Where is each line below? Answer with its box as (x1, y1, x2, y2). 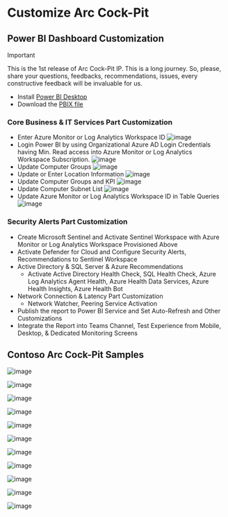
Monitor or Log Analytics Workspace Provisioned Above (17, 240, 178, 248)
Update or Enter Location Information (17, 170, 124, 179)
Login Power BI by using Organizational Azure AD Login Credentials (17, 140, 211, 149)
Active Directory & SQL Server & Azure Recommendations (17, 262, 184, 270)
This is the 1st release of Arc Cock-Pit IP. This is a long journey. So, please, (7, 65, 221, 72)
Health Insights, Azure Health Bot (27, 284, 123, 293)
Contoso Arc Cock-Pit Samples (7, 349, 145, 361)
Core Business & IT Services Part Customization (7, 117, 172, 126)
